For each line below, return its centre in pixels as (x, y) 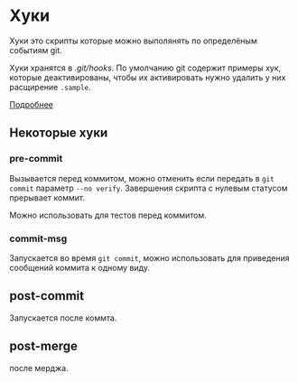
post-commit (47, 296)
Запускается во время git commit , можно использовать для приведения (150, 257)
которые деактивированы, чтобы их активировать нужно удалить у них (148, 77)
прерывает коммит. (47, 197)
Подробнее (32, 104)
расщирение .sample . (51, 87)
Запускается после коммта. (63, 318)
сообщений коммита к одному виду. (80, 267)
